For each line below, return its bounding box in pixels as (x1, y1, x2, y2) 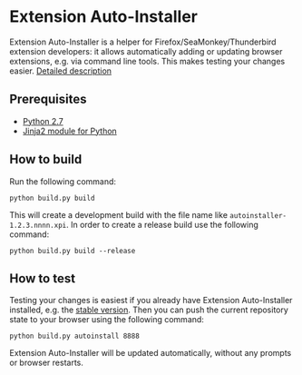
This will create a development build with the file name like (9, 209, 229, 220)
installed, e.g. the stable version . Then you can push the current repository (9, 304, 288, 315)
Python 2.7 (22, 115, 63, 126)
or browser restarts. (9, 357, 84, 369)
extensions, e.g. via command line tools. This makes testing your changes (9, 55, 286, 66)
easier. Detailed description (9, 65, 112, 76)
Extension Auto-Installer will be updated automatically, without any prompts (9, 348, 292, 359)
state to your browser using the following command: (9, 314, 204, 325)
